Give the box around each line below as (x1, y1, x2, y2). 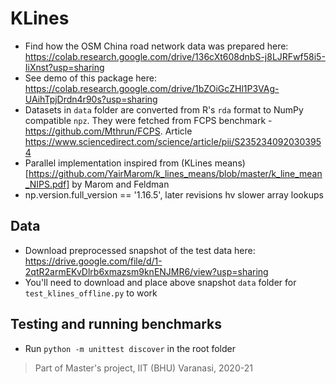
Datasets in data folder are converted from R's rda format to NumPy (24, 103, 304, 116)
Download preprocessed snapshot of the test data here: (24, 244, 256, 256)
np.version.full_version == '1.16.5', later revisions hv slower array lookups (24, 188, 324, 201)
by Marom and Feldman (71, 178, 170, 190)
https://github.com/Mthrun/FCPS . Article (24, 125, 193, 137)
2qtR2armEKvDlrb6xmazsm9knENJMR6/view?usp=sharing (24, 265, 269, 277)
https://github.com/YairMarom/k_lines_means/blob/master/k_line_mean (28, 167, 323, 179)
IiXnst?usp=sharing (24, 61, 105, 73)
